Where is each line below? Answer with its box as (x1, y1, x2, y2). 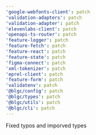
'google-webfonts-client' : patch (5, 9, 91, 15)
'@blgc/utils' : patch (5, 99, 61, 105)
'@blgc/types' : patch (5, 94, 61, 100)
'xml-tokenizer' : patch (5, 65, 66, 72)
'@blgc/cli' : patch (5, 105, 55, 111)
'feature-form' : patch (5, 77, 63, 83)
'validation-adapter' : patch (5, 20, 80, 26)
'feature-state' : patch (5, 54, 66, 60)
